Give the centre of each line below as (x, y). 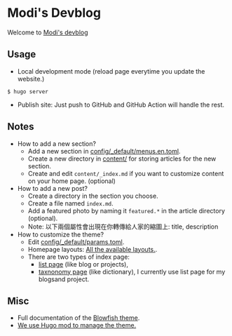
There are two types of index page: (79, 257)
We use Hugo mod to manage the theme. (77, 325)
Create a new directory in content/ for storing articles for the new (122, 159)
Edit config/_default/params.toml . (76, 242)
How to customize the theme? (60, 234)
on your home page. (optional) (71, 181)
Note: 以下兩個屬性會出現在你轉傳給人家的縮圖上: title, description (123, 227)
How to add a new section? (57, 143)
